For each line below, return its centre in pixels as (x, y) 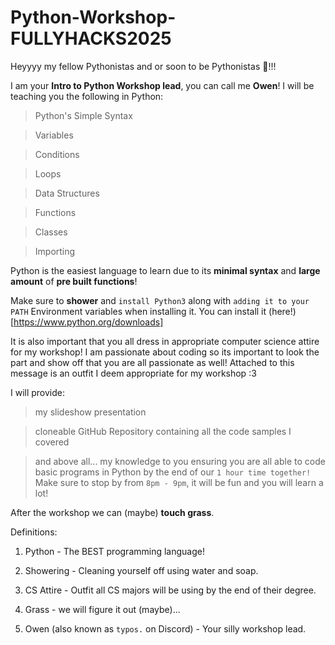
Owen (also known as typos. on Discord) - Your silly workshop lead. (165, 628)
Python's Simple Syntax (83, 115)
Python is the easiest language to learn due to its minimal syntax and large (165, 270)
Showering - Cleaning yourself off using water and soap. (141, 570)
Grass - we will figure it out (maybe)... (102, 609)
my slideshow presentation (90, 412)
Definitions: (34, 532)
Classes (51, 232)
